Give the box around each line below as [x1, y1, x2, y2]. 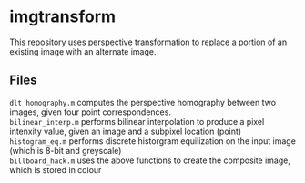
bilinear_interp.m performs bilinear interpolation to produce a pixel [9, 116, 265, 127]
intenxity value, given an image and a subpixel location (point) [9, 126, 242, 137]
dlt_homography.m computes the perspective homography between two [9, 97, 276, 107]
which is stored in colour [9, 164, 102, 175]
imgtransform [9, 6, 117, 27]
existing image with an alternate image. [9, 46, 157, 56]
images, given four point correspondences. [9, 107, 171, 117]
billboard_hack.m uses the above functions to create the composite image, [9, 155, 291, 166]
